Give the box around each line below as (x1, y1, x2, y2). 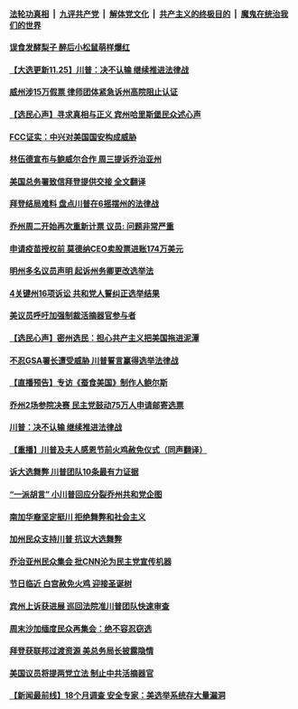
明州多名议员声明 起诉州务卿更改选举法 (9, 266, 154, 276)
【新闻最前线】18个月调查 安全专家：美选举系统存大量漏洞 (9, 690, 226, 701)
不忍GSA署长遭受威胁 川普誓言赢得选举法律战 (9, 355, 179, 366)
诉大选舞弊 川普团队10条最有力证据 (9, 466, 139, 478)
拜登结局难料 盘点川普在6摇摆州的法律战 (9, 199, 160, 210)
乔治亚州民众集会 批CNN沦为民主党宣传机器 (9, 555, 172, 566)
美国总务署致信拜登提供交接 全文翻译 (9, 176, 146, 187)
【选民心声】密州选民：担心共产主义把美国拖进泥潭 (9, 332, 200, 343)
